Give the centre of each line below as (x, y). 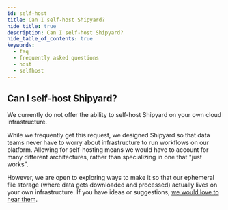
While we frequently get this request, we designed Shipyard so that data (109, 135)
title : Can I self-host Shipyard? (56, 20)
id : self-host (27, 13)
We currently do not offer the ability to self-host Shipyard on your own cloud (114, 115)
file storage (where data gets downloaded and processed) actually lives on (112, 185)
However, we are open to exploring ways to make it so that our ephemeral (111, 178)
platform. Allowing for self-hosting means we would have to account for (108, 150)
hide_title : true (32, 26)
